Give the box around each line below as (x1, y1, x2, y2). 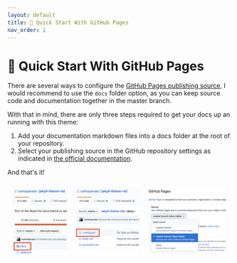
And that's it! (7, 168, 45, 177)
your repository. (17, 139, 65, 148)
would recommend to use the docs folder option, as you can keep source (7, 89, 221, 97)
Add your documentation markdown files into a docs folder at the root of (17, 131, 231, 140)
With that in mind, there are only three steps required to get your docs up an (7, 110, 231, 119)
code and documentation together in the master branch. (7, 97, 172, 105)
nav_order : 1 (7, 26, 46, 33)
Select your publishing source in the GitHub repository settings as (17, 146, 211, 156)
